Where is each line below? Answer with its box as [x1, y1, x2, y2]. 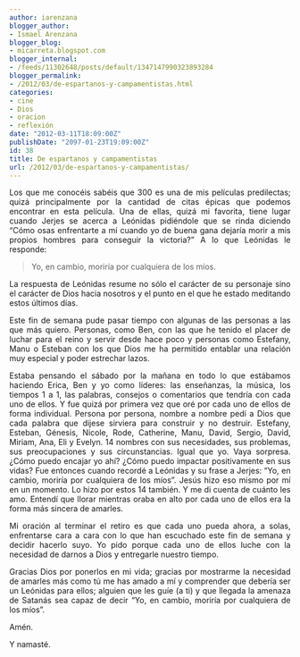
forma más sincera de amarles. [9, 503, 123, 514]
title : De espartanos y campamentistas [9, 154, 158, 164]
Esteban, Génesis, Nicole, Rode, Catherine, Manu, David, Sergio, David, [9, 427, 291, 438]
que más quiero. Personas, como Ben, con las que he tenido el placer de [9, 324, 291, 335]
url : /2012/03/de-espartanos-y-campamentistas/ [9, 163, 190, 172]
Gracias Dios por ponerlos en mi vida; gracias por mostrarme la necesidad [9, 567, 291, 577]
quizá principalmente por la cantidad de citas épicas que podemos [9, 197, 291, 207]
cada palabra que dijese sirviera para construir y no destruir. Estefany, [9, 417, 291, 429]
